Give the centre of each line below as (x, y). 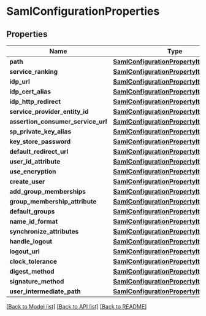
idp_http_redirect (35, 101)
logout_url (25, 251)
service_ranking (34, 72)
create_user (27, 181)
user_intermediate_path (45, 291)
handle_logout (31, 241)
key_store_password (40, 141)
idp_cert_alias (30, 92)
